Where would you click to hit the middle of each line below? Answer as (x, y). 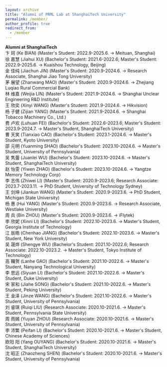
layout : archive (22, 10)
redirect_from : (21, 28)
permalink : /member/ (27, 19)
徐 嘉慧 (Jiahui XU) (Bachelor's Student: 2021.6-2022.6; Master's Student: (81, 59)
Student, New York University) (36, 239)
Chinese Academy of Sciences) (38, 336)
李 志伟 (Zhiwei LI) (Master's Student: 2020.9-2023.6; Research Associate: (82, 181)
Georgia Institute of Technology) (38, 227)
